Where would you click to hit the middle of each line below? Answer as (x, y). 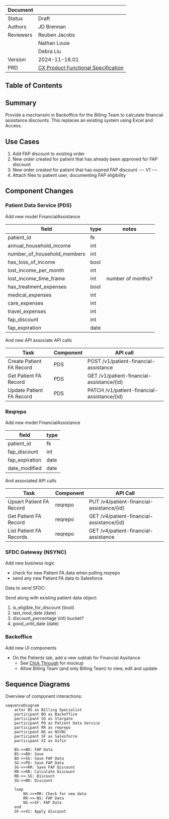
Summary (21, 103)
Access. (14, 126)
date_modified (25, 468)
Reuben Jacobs (57, 35)
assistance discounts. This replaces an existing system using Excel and (79, 120)
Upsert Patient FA (28, 502)
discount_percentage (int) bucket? (48, 619)
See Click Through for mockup (52, 663)
